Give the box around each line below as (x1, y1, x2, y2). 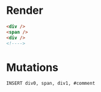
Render (6, 4, 43, 17)
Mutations (6, 61, 59, 74)
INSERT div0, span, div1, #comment (6, 81, 96, 87)
